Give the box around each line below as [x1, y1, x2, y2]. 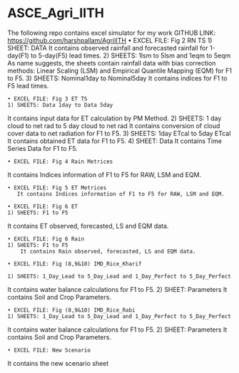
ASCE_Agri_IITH [7, 5, 105, 21]
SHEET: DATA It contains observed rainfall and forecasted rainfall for [7, 43, 208, 52]
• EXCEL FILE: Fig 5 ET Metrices [7, 184, 107, 191]
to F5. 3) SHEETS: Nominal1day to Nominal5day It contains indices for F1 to [7, 73, 228, 83]
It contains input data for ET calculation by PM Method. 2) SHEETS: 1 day [7, 114, 222, 122]
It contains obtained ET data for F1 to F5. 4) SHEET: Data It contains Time [7, 137, 223, 145]
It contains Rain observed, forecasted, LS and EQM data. [20, 248, 196, 255]
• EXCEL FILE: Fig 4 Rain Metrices [7, 158, 113, 165]
